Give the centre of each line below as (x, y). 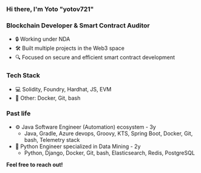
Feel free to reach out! (35, 164)
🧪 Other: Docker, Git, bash (48, 98)
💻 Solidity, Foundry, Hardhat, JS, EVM (63, 89)
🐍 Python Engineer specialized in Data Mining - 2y (78, 146)
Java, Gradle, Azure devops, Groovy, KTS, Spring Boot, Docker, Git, (108, 133)
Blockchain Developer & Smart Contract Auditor (78, 25)
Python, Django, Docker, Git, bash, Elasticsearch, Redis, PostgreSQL (110, 153)
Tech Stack (23, 76)
